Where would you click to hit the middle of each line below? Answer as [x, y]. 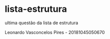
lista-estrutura [36, 9]
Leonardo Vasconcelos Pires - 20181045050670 [55, 32]
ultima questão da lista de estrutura [42, 23]
